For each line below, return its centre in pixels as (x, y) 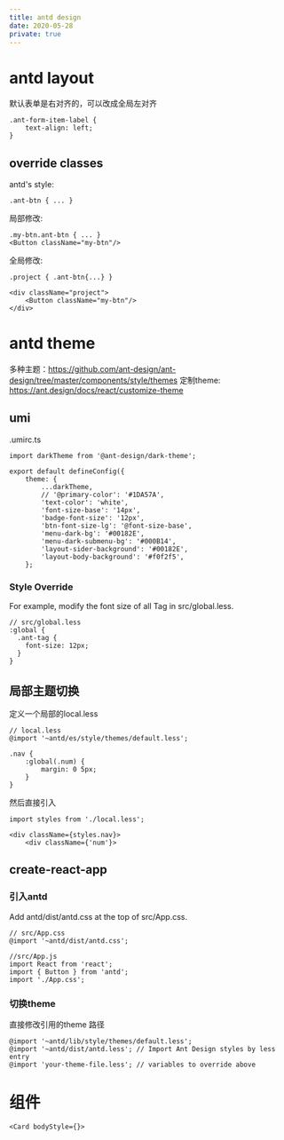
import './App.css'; (47, 979)
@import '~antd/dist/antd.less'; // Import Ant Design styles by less (142, 1049)
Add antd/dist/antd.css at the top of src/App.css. (99, 916)
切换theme (32, 1003)
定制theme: (200, 380)
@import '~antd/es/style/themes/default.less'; (99, 738)
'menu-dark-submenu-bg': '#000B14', (109, 541)
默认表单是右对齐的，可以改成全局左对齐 (83, 104)
